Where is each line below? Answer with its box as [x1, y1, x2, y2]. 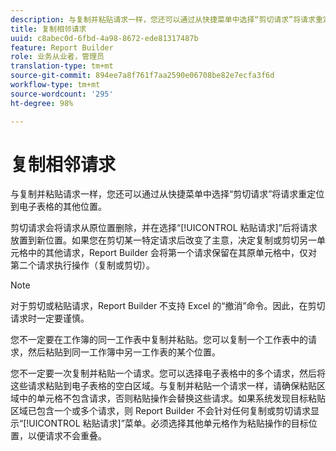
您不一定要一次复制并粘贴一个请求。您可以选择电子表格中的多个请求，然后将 [10, 367, 326, 380]
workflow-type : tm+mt [10, 80, 101, 90]
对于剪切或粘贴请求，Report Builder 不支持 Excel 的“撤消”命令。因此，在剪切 [10, 300, 326, 312]
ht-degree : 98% [10, 98, 74, 108]
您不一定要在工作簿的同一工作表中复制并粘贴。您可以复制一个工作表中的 [10, 334, 308, 346]
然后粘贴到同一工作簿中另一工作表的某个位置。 [27, 346, 221, 358]
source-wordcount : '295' [10, 89, 114, 99]
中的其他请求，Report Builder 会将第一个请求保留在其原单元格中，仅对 [27, 247, 318, 259]
